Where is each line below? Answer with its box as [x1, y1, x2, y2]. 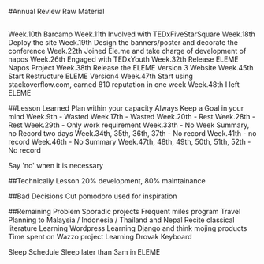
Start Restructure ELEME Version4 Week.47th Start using [8, 71, 193, 81]
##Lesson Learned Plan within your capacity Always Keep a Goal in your [8, 104, 244, 113]
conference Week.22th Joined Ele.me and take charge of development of [8, 47, 247, 56]
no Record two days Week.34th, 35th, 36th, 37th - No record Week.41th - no [8, 129, 257, 138]
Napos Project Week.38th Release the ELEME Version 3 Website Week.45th [8, 63, 254, 73]
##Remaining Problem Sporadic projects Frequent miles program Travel [8, 207, 241, 217]
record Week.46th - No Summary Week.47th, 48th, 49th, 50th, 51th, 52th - [8, 138, 251, 147]
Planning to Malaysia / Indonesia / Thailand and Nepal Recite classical [8, 215, 235, 224]
